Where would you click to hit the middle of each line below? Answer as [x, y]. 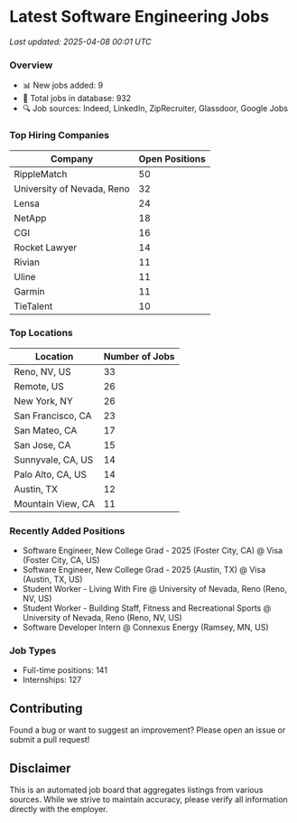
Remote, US [39, 386]
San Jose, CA [42, 444]
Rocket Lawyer [46, 248]
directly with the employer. [59, 809]
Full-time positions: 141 [65, 670]
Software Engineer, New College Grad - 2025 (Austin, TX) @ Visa [144, 570]
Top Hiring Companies [60, 136]
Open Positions [172, 158]
